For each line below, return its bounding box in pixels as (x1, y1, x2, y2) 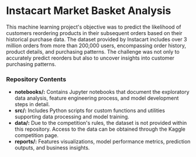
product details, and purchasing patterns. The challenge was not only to (6, 48, 180, 55)
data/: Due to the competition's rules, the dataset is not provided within (14, 120, 187, 127)
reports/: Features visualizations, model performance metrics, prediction (14, 138, 191, 145)
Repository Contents (6, 75, 66, 83)
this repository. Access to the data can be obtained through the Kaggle (14, 125, 186, 132)
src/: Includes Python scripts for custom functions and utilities (14, 107, 166, 114)
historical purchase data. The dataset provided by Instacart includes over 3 (6, 36, 187, 43)
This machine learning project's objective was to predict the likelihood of (6, 23, 181, 30)
